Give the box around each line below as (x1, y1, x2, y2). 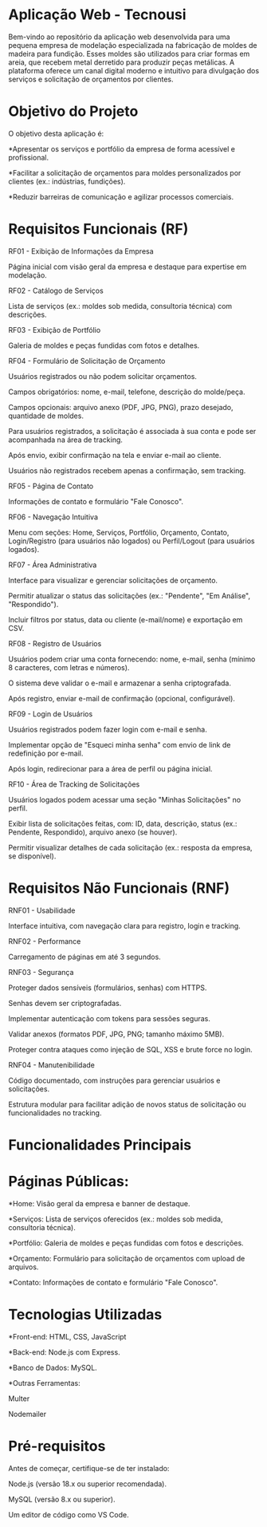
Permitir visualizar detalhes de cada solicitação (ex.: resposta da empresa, (8, 842, 253, 852)
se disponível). (8, 851, 57, 861)
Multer (8, 1394, 30, 1403)
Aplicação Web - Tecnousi (8, 6, 187, 24)
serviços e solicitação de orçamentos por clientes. (8, 74, 174, 84)
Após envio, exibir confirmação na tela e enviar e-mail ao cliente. (8, 450, 222, 460)
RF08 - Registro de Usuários (8, 638, 102, 648)
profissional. (8, 152, 49, 162)
